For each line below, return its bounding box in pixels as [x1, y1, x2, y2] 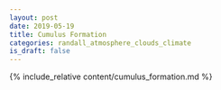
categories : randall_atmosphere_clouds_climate [9, 38, 192, 48]
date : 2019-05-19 [9, 22, 75, 31]
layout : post [9, 13, 59, 22]
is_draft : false [9, 47, 70, 56]
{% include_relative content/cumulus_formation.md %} [9, 71, 214, 82]
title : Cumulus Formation [9, 30, 106, 39]
